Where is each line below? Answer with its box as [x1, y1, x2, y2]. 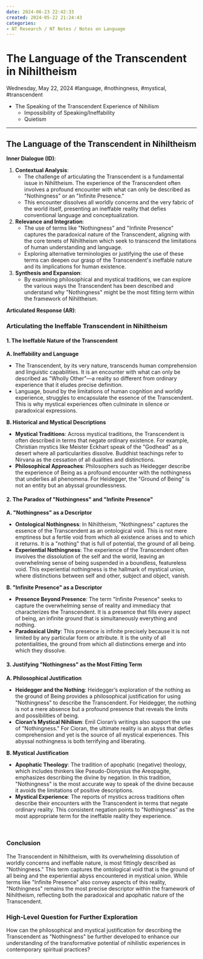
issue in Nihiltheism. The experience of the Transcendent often [24, 180, 181, 186]
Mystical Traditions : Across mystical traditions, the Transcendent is [14, 431, 185, 438]
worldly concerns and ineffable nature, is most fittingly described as [6, 859, 176, 866]
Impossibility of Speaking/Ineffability [24, 109, 115, 117]
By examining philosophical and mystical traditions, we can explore [24, 276, 192, 283]
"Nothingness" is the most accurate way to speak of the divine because [14, 780, 195, 787]
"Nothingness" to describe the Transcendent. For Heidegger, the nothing [14, 699, 196, 706]
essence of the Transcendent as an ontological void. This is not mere [14, 527, 187, 535]
